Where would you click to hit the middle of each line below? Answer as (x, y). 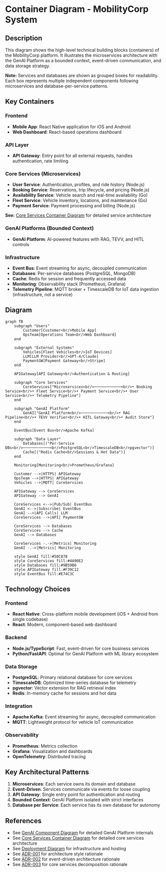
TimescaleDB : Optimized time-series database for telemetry (74, 683)
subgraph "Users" (32, 326)
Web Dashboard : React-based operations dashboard (67, 132)
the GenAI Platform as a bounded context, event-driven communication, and (83, 60)
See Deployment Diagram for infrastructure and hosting (69, 849)
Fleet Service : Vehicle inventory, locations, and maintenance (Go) (80, 200)
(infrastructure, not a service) (42, 294)
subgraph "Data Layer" (38, 439)
